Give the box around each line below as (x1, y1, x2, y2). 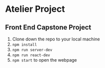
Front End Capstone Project (5, 23, 92, 32)
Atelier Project (5, 3, 65, 15)
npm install (12, 42, 37, 47)
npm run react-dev (12, 53, 50, 58)
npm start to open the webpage (12, 57, 77, 63)
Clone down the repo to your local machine (12, 36, 100, 42)
